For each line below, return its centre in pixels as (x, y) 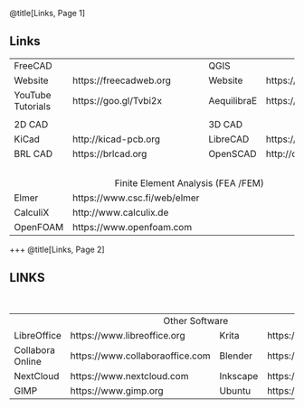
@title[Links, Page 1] (47, 13)
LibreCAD (228, 139)
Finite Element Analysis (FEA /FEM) (190, 182)
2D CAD (31, 124)
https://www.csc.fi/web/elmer (136, 198)
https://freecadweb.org (122, 80)
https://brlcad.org (109, 153)
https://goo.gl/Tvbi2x (117, 100)
